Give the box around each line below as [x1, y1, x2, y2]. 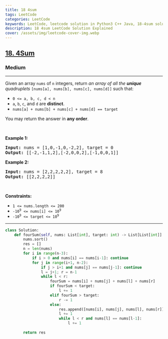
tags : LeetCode [5, 12, 37, 17]
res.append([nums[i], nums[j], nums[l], [58, 306, 144, 312]
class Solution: [5, 227, 39, 233]
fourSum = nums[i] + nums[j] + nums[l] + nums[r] [49, 279, 155, 284]
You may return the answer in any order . [5, 116, 89, 122]
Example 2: [5, 159, 29, 165]
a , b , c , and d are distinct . [12, 101, 65, 107]
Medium [5, 64, 26, 71]
